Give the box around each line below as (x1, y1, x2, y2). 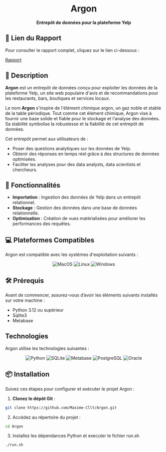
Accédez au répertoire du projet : (12, 414, 81, 420)
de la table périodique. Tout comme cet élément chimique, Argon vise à (5, 110, 152, 116)
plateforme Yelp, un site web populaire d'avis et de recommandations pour (5, 90, 159, 96)
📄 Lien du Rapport (5, 34, 62, 42)
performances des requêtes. (12, 221, 71, 227)
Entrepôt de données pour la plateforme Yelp (36, 19, 131, 25)
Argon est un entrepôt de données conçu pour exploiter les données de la (5, 84, 158, 90)
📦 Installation (5, 370, 50, 379)
